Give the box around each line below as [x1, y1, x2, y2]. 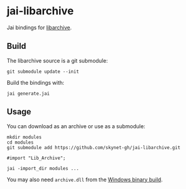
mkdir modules [7, 134, 42, 140]
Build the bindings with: [7, 79, 64, 86]
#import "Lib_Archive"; [7, 155, 66, 161]
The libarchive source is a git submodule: [7, 57, 108, 64]
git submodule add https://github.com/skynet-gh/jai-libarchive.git [7, 144, 181, 150]
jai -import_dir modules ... [7, 165, 79, 171]
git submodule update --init [7, 69, 79, 75]
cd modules [7, 139, 34, 145]
